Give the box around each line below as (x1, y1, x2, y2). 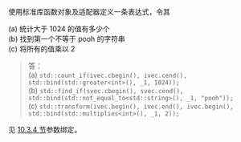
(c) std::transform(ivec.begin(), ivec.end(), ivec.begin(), (27, 101, 235, 111)
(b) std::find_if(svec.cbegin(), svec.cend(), (27, 86, 184, 95)
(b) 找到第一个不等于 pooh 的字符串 (8, 34, 126, 43)
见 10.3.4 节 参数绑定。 (8, 125, 82, 134)
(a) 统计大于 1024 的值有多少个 (8, 24, 110, 34)
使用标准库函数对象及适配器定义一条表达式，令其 (8, 7, 170, 16)
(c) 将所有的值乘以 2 (8, 44, 76, 54)
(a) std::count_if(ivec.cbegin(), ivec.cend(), (27, 71, 187, 79)
